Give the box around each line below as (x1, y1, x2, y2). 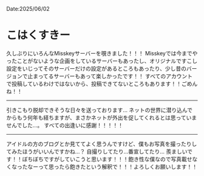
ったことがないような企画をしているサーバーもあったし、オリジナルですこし (6, 57, 198, 65)
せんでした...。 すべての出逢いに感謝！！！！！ (6, 121, 123, 128)
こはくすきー (6, 29, 71, 42)
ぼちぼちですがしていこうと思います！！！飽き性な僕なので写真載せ (22, 155, 192, 163)
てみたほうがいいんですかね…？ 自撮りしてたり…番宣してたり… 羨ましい (6, 147, 188, 155)
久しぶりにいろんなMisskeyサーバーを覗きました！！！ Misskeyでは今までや (6, 49, 198, 57)
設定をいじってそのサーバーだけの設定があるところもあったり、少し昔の (6, 65, 187, 72)
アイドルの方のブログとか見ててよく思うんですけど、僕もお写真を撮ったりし (6, 140, 197, 147)
